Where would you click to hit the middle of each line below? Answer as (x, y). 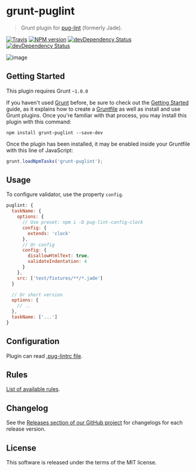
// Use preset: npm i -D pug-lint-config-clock (83, 223)
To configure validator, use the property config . (65, 194)
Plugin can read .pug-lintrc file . (44, 356)
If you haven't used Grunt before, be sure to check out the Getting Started (97, 102)
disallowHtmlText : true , (59, 256)
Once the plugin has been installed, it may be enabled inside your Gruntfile (98, 144)
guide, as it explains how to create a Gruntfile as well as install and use (94, 109)
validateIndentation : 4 (57, 262)
